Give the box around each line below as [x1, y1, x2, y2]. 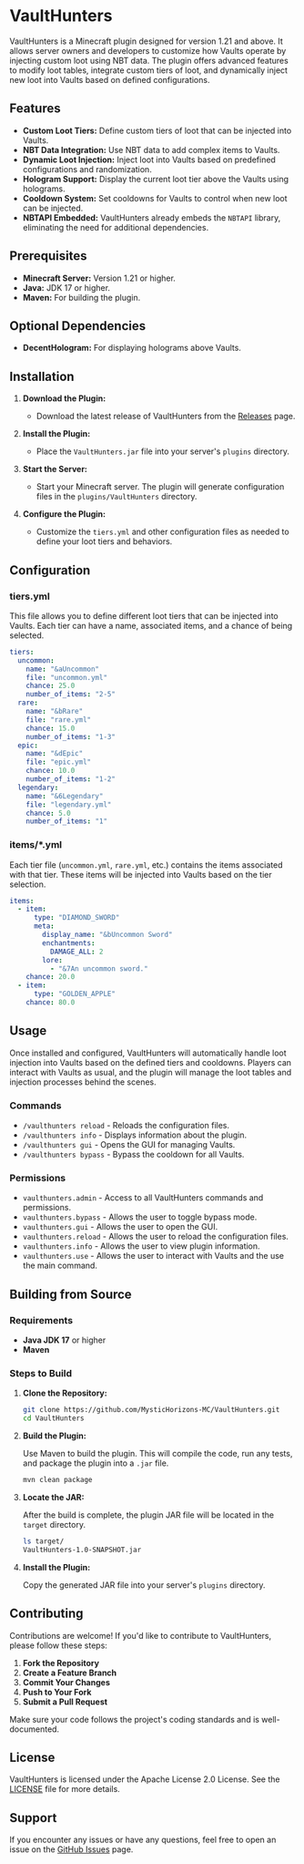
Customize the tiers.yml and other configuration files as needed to [35, 526, 289, 538]
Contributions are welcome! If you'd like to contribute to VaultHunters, [9, 1630, 272, 1641]
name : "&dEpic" [25, 749, 84, 758]
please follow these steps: [9, 1640, 107, 1651]
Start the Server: [22, 464, 88, 475]
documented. [9, 1724, 60, 1735]
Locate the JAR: [22, 1491, 85, 1502]
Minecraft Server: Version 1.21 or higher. [22, 273, 176, 283]
